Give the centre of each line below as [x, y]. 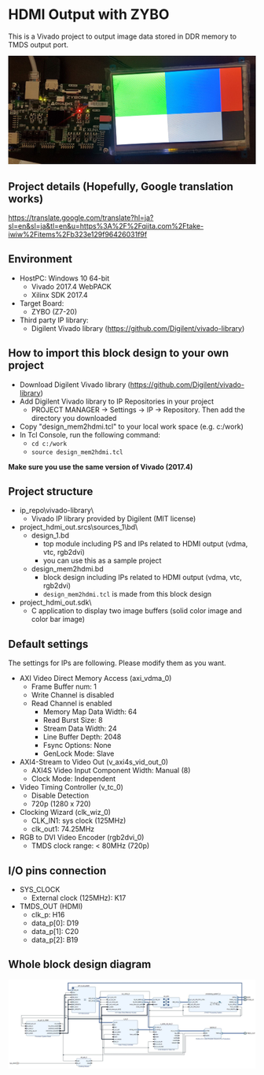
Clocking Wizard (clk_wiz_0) [65, 813]
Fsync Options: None [77, 746]
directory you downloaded [74, 418]
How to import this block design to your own [119, 353]
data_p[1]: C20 [55, 932]
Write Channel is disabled [73, 695]
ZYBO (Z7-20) [54, 311]
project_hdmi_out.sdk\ [55, 603]
